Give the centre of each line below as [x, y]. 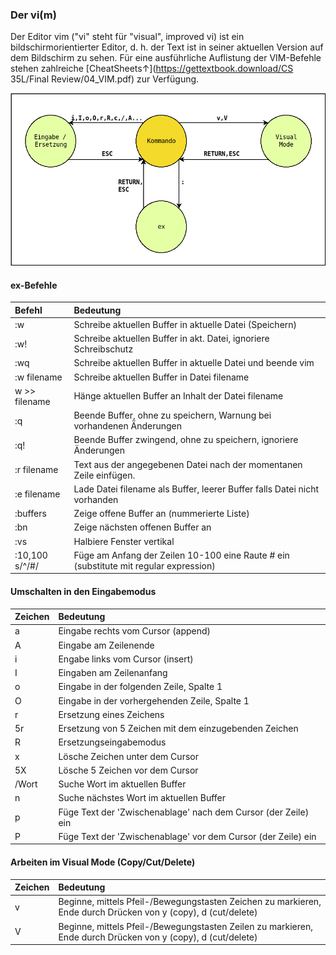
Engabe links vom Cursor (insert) [126, 659]
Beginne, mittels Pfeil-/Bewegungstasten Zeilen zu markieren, [186, 926]
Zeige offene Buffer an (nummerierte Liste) [161, 514]
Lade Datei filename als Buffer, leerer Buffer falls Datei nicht [196, 489]
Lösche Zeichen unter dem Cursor [128, 756]
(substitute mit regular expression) [144, 565]
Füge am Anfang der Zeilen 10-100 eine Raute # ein [181, 555]
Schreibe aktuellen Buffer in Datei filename [161, 377]
